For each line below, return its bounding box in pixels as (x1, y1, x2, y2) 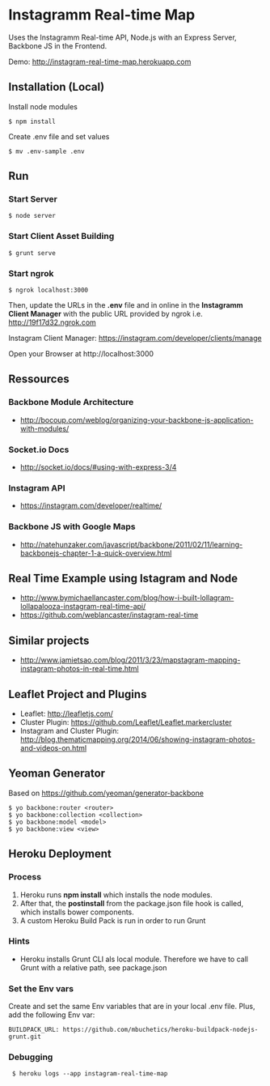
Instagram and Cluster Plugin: (19, 726, 120, 736)
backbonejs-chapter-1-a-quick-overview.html (19, 548, 172, 558)
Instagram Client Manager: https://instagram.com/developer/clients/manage (8, 334, 262, 343)
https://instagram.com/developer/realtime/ (19, 500, 162, 511)
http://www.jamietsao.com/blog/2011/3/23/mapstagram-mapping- (19, 655, 241, 665)
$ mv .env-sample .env (8, 147, 85, 155)
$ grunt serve (8, 249, 57, 257)
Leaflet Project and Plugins (8, 687, 147, 701)
